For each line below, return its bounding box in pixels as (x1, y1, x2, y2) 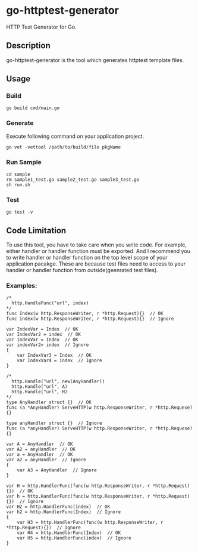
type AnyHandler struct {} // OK (6, 399, 92, 406)
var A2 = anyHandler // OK (6, 446, 76, 452)
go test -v (6, 209, 33, 215)
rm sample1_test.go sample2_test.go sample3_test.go (6, 177, 140, 183)
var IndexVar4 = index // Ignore (17, 357, 102, 364)
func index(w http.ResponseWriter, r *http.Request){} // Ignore (6, 316, 174, 322)
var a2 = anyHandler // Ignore (6, 457, 86, 463)
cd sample (6, 171, 31, 178)
